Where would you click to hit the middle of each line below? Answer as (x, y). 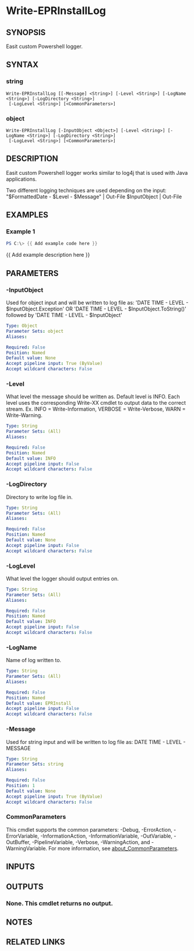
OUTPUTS (25, 886)
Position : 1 (20, 786)
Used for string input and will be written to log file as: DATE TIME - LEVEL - (96, 742)
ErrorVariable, (23, 836)
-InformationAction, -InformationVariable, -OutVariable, (107, 836)
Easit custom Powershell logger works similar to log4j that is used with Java (97, 173)
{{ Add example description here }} (48, 255)
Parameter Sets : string (35, 764)
